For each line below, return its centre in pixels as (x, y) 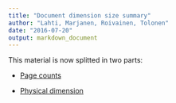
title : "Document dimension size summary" (80, 15)
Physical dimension (51, 91)
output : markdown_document (53, 38)
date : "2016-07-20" (41, 30)
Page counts (41, 75)
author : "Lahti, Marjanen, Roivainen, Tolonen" (89, 23)
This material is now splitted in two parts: (76, 60)
